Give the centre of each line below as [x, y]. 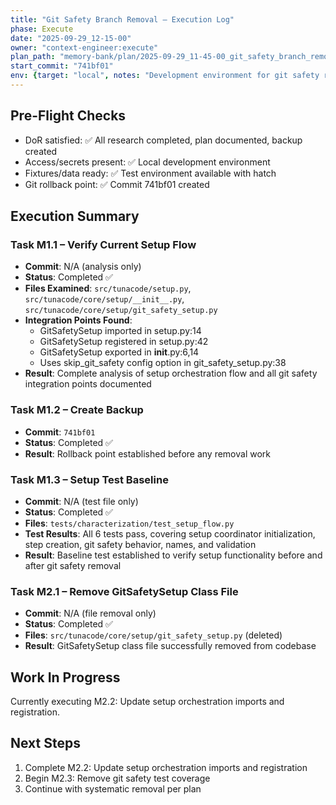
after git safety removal [73, 565]
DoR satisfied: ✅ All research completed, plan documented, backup [163, 140]
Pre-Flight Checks [68, 116]
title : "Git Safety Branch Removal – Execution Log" [122, 19]
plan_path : [33, 57]
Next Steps [45, 743]
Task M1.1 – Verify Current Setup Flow [103, 244]
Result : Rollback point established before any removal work [148, 453]
